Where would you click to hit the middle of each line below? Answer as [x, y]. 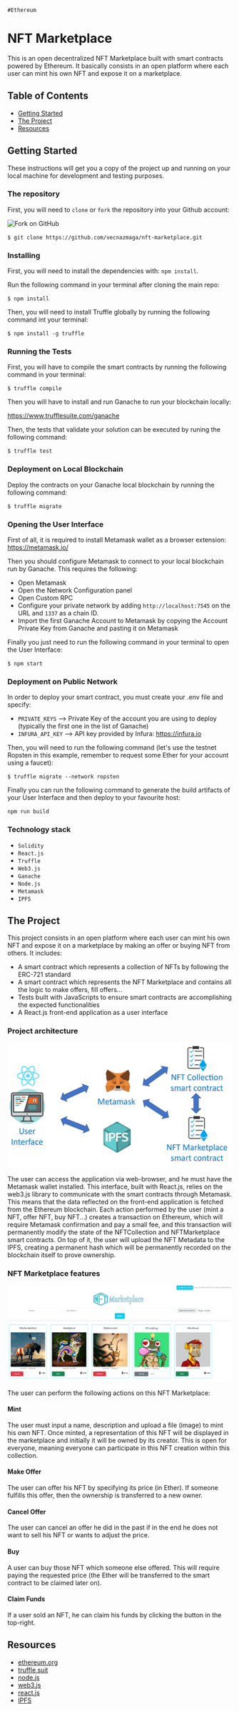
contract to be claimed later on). [55, 1582]
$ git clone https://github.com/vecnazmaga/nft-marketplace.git [105, 237]
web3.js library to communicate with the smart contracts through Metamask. [120, 1194]
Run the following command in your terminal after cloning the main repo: [113, 285]
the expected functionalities [59, 1005]
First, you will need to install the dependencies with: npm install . [103, 271]
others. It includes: [35, 953]
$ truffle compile [35, 389]
